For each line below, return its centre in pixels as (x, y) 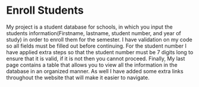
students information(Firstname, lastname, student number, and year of (94, 33)
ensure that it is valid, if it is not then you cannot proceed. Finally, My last (96, 58)
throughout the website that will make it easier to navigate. (78, 77)
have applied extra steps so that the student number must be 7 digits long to (100, 52)
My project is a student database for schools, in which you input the (89, 27)
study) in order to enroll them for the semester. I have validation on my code (99, 39)
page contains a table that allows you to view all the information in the (92, 65)
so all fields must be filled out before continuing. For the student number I (96, 46)
